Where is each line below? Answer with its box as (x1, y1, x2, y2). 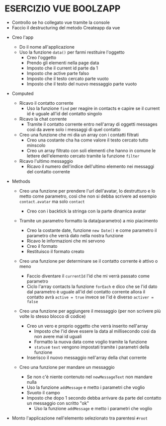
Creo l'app (11, 34, 34, 40)
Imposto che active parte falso (26, 70, 89, 76)
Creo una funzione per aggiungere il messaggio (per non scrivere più (19, 308, 161, 314)
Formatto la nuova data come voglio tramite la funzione (34, 339, 147, 345)
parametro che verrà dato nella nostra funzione (26, 232, 124, 238)
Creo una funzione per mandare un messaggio (19, 364, 115, 370)
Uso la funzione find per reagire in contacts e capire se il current (26, 105, 160, 111)
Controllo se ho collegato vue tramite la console (11, 19, 110, 25)
